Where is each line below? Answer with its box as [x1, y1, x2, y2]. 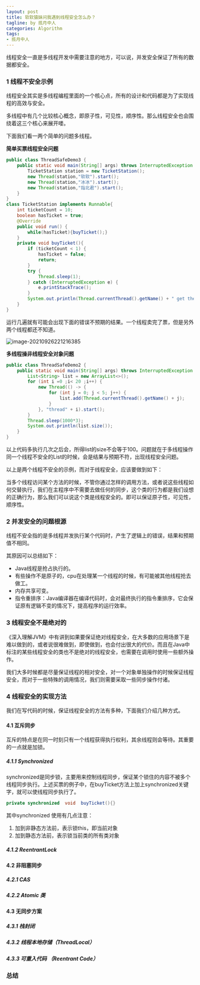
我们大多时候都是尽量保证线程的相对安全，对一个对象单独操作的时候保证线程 [6, 668, 194, 675]
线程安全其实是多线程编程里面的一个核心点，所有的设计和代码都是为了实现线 [6, 92, 194, 99]
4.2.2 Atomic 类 [6, 891, 46, 898]
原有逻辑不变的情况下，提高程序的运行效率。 [20, 602, 130, 610]
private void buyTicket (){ [17, 240, 84, 247]
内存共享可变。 [14, 587, 52, 595]
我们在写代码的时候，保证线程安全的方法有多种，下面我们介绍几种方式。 [6, 707, 183, 714]
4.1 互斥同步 [6, 722, 36, 729]
